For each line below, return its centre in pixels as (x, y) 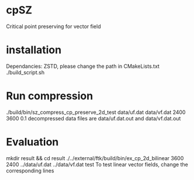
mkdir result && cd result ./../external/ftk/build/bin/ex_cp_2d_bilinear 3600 (95, 158)
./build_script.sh (25, 72)
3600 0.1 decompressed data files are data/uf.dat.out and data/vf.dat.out (93, 118)
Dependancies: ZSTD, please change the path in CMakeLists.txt (83, 66)
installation (34, 50)
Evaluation (32, 142)
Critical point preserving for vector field (53, 26)
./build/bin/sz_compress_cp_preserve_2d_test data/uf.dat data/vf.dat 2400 (96, 112)
